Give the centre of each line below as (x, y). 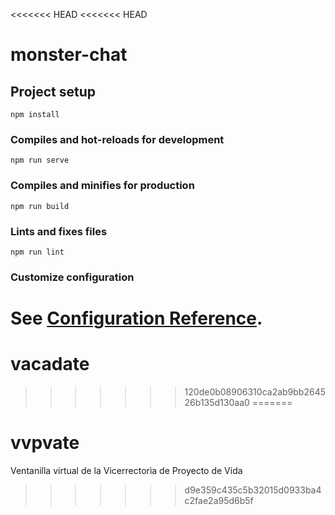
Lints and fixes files (59, 231)
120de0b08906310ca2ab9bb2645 (255, 391)
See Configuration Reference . (136, 318)
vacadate (50, 364)
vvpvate (45, 443)
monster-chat (69, 55)
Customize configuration (72, 277)
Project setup (53, 91)
